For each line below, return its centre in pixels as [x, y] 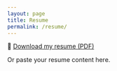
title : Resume [28, 20]
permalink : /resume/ [37, 26]
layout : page [26, 14]
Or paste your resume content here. [59, 60]
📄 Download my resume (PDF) [51, 47]
